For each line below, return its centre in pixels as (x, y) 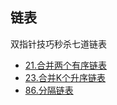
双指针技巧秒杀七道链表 (58, 44)
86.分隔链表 (49, 90)
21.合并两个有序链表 (66, 65)
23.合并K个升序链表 (65, 77)
